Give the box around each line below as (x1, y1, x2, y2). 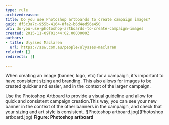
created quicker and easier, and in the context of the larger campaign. (5, 83, 151, 89)
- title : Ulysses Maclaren (5, 40, 62, 45)
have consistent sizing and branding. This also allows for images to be (5, 78, 152, 84)
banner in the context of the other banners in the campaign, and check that (5, 104, 162, 110)
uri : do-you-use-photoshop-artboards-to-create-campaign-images (5, 26, 144, 31)
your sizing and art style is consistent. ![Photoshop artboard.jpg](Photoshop (5, 109, 163, 115)
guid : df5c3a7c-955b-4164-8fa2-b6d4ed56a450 (5, 21, 101, 27)
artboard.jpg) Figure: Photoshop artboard (5, 114, 94, 120)
